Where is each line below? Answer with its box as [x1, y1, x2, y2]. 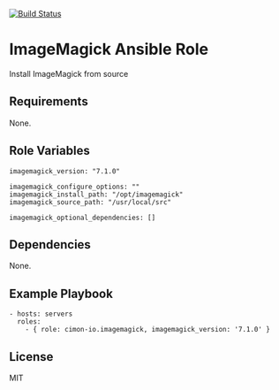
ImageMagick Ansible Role [9, 40, 209, 59]
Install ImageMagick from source [9, 68, 129, 79]
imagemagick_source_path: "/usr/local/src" [9, 197, 172, 207]
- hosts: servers [9, 310, 73, 318]
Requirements [9, 94, 88, 110]
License [9, 349, 54, 364]
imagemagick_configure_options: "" [9, 182, 140, 191]
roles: [17, 317, 41, 326]
